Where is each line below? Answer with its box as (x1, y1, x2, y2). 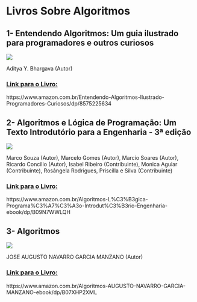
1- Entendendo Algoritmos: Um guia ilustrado (6, 28, 179, 39)
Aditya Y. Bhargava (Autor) (6, 65, 73, 72)
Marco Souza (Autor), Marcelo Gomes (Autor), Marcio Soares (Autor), (6, 154, 179, 162)
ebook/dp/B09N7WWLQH (6, 209, 71, 216)
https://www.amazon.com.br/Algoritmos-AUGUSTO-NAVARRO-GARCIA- (6, 282, 186, 289)
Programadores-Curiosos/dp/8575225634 (6, 100, 112, 107)
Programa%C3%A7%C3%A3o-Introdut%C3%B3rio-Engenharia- (6, 202, 167, 209)
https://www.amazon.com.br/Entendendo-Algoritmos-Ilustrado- (6, 93, 164, 101)
